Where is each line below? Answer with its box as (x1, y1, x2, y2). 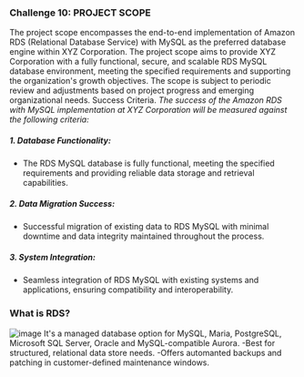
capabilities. (22, 178, 68, 188)
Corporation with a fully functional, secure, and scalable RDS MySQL (9, 56, 268, 67)
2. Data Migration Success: (9, 198, 116, 209)
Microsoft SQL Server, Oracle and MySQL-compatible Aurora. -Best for (9, 337, 276, 348)
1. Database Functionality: (9, 135, 112, 146)
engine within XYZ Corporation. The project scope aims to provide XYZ (9, 46, 276, 57)
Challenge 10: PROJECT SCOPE (9, 6, 152, 19)
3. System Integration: (9, 251, 96, 262)
